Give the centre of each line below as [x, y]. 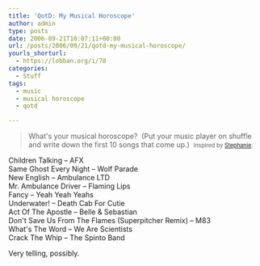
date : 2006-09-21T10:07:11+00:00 [65, 38]
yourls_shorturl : [38, 53]
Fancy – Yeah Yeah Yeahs [51, 195]
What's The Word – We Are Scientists [71, 229]
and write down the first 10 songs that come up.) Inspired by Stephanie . [140, 145]
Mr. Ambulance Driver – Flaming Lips [69, 186]
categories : [28, 69]
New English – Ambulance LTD [59, 178]
